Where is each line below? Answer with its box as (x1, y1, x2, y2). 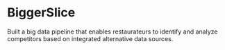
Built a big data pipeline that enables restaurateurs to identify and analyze (7, 27, 218, 36)
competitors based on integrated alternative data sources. (7, 34, 174, 42)
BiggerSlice (7, 5, 76, 21)
